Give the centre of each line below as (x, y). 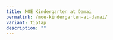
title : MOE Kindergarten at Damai (49, 11)
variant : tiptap (26, 22)
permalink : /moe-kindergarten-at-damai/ (57, 17)
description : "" (26, 28)
